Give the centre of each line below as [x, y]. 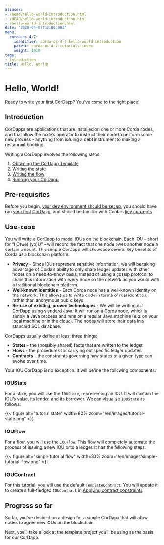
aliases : [14, 10]
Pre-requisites [27, 194]
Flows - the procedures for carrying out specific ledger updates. [77, 350]
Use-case [20, 227]
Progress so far [29, 506]
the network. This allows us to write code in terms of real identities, [80, 295]
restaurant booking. [25, 144]
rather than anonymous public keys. [48, 300]
